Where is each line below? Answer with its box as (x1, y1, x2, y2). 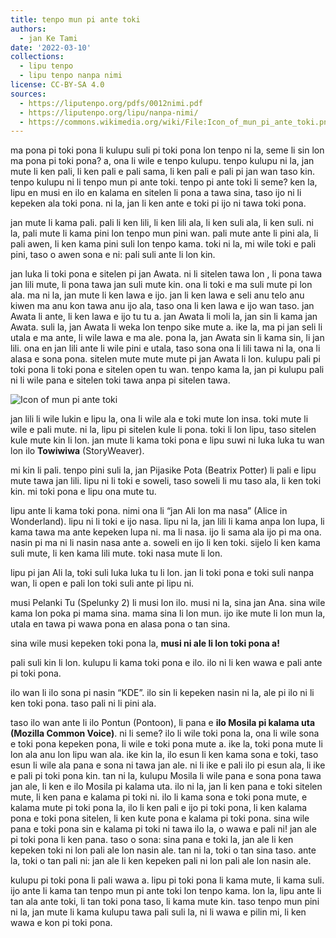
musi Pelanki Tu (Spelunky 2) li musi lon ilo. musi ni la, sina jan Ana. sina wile (10, 597, 326, 609)
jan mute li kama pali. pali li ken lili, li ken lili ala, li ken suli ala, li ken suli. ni (10, 217, 314, 229)
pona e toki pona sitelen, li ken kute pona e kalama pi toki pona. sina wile (10, 812, 310, 825)
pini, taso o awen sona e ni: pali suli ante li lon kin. (10, 249, 216, 261)
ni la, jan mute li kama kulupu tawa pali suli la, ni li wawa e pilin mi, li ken (10, 906, 307, 918)
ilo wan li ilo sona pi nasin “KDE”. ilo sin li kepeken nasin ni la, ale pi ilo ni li (10, 687, 315, 699)
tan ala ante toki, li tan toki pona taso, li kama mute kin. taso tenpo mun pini (10, 896, 320, 908)
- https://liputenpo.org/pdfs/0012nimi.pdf (19, 98, 203, 108)
